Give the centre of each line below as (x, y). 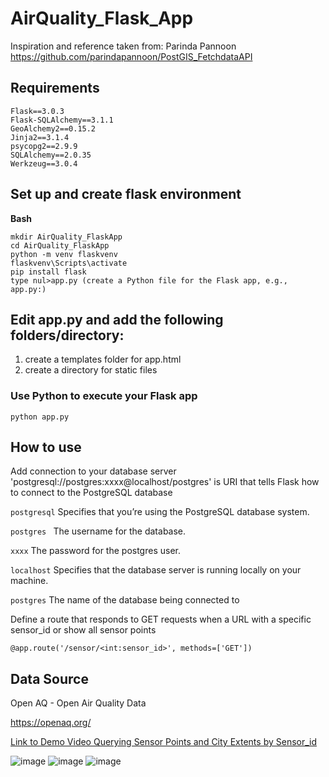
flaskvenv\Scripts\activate (69, 263)
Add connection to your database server (93, 471)
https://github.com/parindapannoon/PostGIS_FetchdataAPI (131, 56)
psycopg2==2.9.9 (44, 146)
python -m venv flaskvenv (64, 254)
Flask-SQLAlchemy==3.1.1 (62, 120)
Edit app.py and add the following (117, 319)
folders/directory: (67, 335)
